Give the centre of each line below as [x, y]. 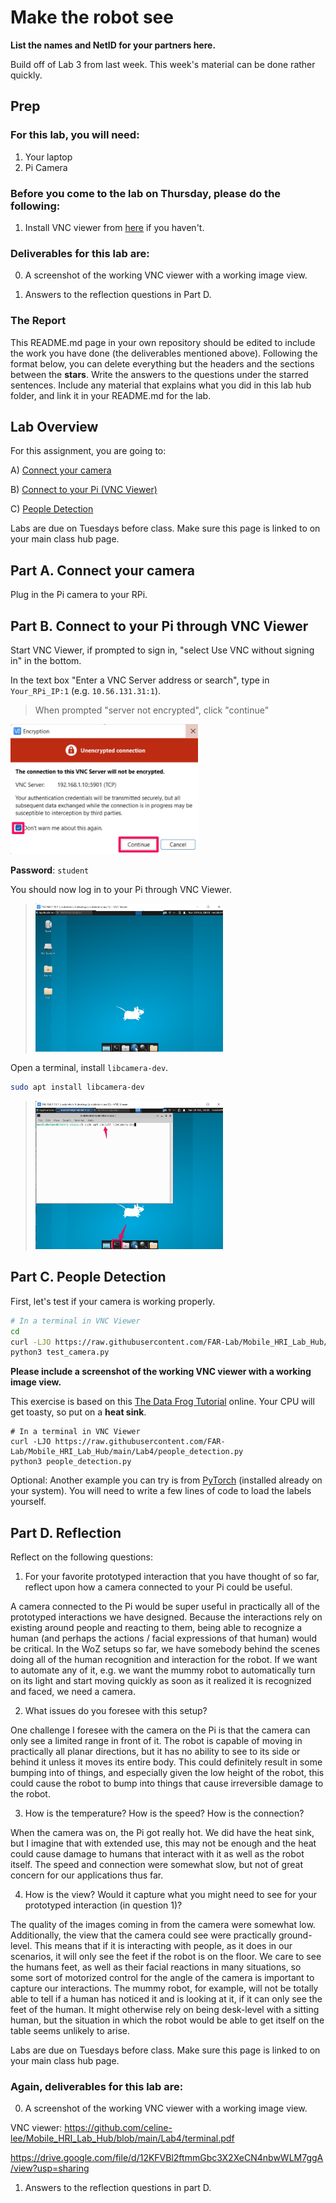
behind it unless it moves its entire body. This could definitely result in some [166, 1762]
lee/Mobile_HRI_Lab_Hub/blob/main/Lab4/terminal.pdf [122, 2138]
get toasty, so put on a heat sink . [78, 1412]
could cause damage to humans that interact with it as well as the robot [157, 1854]
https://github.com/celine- [118, 2128]
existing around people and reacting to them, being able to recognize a [156, 1628]
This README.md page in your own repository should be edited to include [163, 342]
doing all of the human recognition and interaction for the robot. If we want [164, 1660]
